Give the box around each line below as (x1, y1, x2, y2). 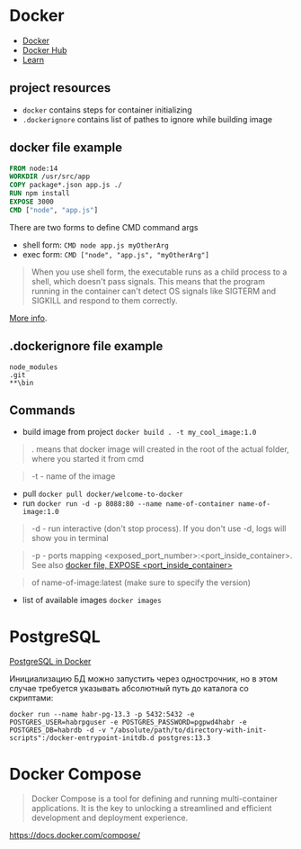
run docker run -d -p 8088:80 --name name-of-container (22, 498, 235, 509)
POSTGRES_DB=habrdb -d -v (9, 726, 106, 735)
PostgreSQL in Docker (9, 656, 92, 667)
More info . (9, 312, 48, 323)
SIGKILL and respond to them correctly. (31, 294, 178, 306)
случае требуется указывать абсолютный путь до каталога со (9, 683, 249, 694)
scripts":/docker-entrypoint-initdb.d (9, 734, 155, 743)
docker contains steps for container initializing (22, 104, 192, 115)
